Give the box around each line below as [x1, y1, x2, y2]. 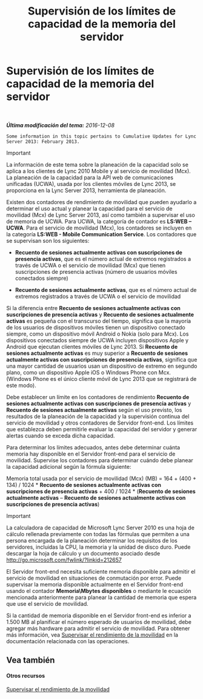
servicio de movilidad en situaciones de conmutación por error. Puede [6, 574, 182, 581]
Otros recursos [6, 672, 45, 679]
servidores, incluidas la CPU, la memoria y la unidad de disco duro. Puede [6, 543, 191, 551]
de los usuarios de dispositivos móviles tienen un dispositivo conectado [6, 323, 186, 331]
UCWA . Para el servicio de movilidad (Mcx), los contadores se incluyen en [6, 224, 192, 231]
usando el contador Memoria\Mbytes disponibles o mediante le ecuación [6, 587, 191, 594]
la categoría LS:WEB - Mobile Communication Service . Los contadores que [6, 230, 197, 237]
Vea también [6, 655, 55, 666]
